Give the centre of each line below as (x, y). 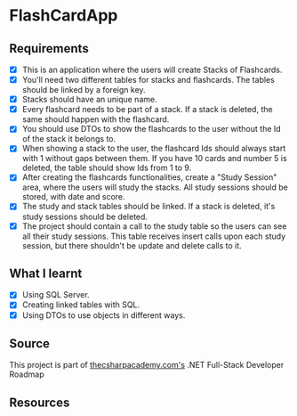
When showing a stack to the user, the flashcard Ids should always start (154, 149)
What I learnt (46, 273)
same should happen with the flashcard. (96, 119)
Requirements (49, 49)
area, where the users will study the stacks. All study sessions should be (155, 187)
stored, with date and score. (74, 197)
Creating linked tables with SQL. (81, 305)
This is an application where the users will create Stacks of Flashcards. (152, 69)
